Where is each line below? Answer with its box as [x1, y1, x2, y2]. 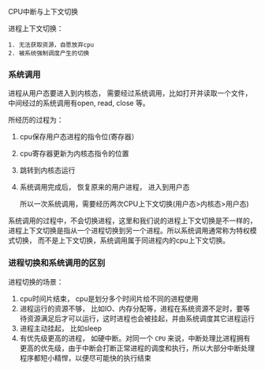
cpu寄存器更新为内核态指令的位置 [19, 149, 129, 158]
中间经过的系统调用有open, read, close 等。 [8, 98, 150, 108]
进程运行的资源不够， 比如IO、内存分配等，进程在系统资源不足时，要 [19, 304, 244, 313]
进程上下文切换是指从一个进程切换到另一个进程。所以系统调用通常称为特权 [8, 226, 250, 236]
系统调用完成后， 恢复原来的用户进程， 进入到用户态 [19, 183, 190, 192]
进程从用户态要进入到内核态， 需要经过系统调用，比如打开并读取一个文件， [8, 89, 252, 98]
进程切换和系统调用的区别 [8, 258, 106, 269]
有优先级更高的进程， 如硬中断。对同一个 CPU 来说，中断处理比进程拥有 [19, 333, 251, 342]
